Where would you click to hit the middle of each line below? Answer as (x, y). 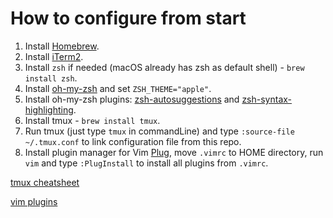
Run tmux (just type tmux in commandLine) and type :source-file (159, 131)
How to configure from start (128, 18)
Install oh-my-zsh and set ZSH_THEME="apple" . (118, 88)
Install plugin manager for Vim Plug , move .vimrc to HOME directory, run (174, 152)
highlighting (49, 109)
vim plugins (34, 201)
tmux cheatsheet (45, 182)
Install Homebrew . (62, 46)
